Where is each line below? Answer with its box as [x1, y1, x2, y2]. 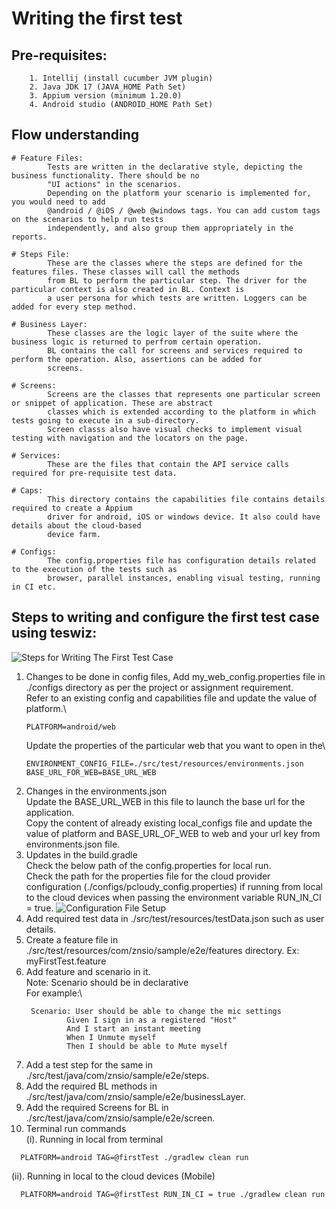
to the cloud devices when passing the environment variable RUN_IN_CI [25, 891, 322, 903]
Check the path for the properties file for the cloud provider [25, 870, 271, 882]
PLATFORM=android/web [25, 722, 116, 732]
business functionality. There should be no [11, 170, 200, 181]
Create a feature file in [25, 933, 119, 946]
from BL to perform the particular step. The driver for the [47, 275, 308, 286]
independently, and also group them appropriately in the [47, 223, 294, 233]
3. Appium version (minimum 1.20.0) [29, 91, 183, 101]
